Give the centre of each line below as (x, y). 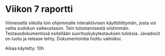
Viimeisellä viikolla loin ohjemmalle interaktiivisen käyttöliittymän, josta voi (81, 23)
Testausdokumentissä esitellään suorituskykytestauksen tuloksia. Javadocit (83, 33)
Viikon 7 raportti (39, 9)
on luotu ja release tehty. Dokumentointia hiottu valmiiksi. (64, 39)
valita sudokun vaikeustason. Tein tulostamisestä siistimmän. (67, 28)
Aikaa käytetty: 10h (25, 48)
